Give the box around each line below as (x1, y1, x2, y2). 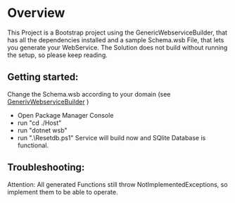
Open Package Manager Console (17, 111, 114, 119)
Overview (7, 5, 65, 21)
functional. (17, 141, 49, 149)
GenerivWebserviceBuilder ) (7, 97, 89, 106)
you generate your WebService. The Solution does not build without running (7, 43, 228, 51)
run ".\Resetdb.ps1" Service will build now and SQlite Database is (17, 133, 206, 142)
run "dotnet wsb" (17, 125, 68, 135)
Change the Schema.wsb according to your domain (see (7, 90, 171, 98)
